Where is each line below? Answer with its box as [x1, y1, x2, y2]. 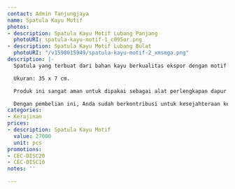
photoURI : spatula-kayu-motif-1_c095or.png [13, 36, 142, 43]
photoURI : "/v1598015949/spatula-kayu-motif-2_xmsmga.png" [13, 50, 190, 57]
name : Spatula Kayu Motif [7, 17, 83, 24]
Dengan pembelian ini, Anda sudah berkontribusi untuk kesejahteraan [13, 100, 220, 107]
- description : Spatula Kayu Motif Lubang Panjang [7, 29, 158, 37]
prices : [7, 120, 30, 127]
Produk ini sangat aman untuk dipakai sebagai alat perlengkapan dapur [13, 87, 227, 94]
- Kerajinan [7, 113, 42, 120]
